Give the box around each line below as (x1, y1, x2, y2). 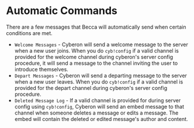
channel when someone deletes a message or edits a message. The (14, 109, 179, 116)
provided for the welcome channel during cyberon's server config (14, 53, 174, 60)
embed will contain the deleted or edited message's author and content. (14, 115, 188, 122)
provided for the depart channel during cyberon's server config (14, 84, 168, 91)
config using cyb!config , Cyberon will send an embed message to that (14, 103, 184, 110)
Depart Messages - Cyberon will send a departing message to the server (14, 72, 187, 79)
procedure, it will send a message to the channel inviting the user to (14, 60, 178, 67)
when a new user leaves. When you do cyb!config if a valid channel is (14, 78, 183, 85)
